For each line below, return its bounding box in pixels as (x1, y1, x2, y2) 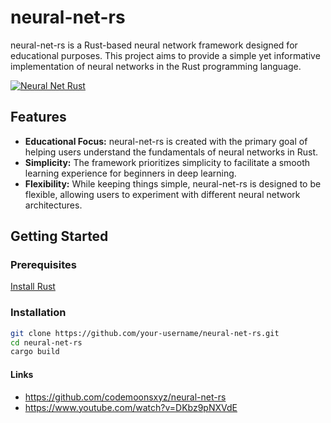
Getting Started (10, 228, 109, 245)
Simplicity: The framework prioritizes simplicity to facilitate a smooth (24, 156, 310, 168)
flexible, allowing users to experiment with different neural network (24, 188, 301, 200)
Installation (10, 306, 67, 320)
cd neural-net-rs (10, 337, 83, 348)
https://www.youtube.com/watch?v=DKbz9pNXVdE (24, 401, 238, 413)
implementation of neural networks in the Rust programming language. (10, 60, 302, 72)
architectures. (24, 199, 83, 211)
